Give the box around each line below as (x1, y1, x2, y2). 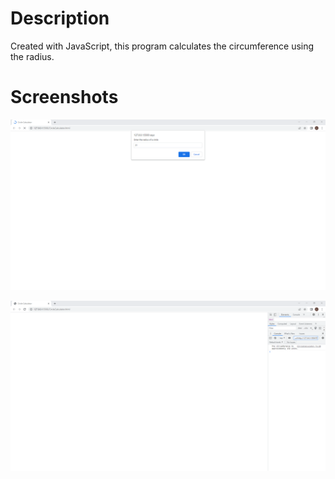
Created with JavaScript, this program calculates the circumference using (10, 40, 315, 52)
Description (10, 7, 110, 30)
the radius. (10, 50, 55, 62)
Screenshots (10, 86, 119, 109)
